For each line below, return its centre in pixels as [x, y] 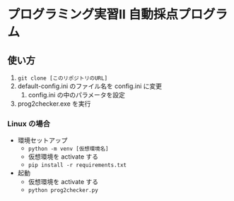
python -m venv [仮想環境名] [68, 149]
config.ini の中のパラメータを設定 [77, 95]
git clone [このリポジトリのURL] [63, 78]
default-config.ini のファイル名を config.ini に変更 [90, 86]
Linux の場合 [29, 123]
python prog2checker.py [63, 190]
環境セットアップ [42, 140]
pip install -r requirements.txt [77, 165]
